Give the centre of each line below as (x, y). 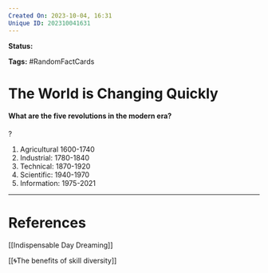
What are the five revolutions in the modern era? (90, 116)
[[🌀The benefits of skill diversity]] (63, 260)
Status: (21, 45)
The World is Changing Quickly (113, 93)
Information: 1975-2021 (57, 183)
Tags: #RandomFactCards (51, 61)
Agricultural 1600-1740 (57, 149)
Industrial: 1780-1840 (55, 157)
